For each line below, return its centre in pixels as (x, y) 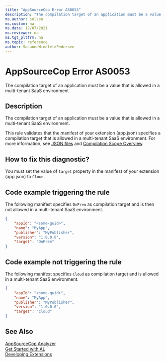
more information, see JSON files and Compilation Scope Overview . (75, 144)
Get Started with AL (25, 349)
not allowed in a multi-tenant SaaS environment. (54, 209)
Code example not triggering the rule (63, 262)
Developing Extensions (29, 354)
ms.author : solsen (24, 19)
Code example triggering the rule (57, 192)
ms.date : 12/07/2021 (27, 28)
